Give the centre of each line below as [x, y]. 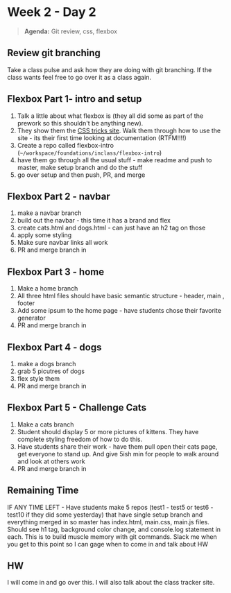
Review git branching [54, 53]
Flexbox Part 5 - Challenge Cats [77, 407]
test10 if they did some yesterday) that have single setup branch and [105, 515]
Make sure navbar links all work [62, 243]
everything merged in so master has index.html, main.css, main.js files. [108, 522]
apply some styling [44, 235]
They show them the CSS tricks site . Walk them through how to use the [119, 130]
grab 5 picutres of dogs [51, 371]
